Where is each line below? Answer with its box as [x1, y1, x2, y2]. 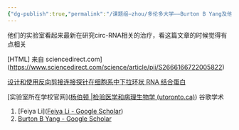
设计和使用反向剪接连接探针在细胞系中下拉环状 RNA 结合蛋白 [7, 77, 186, 86]
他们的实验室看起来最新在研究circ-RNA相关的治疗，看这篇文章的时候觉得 [7, 31, 222, 39]
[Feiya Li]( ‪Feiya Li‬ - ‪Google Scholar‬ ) [17, 107, 124, 115]
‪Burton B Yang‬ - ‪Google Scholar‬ [17, 114, 112, 123]
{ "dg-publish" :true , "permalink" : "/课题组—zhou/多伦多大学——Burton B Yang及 [7, 10, 228, 18]
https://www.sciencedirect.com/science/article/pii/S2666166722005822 [9, 63, 223, 71]
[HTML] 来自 [7, 55, 45, 63]
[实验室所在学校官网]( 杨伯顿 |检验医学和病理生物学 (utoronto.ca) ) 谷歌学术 [7, 92, 224, 101]
